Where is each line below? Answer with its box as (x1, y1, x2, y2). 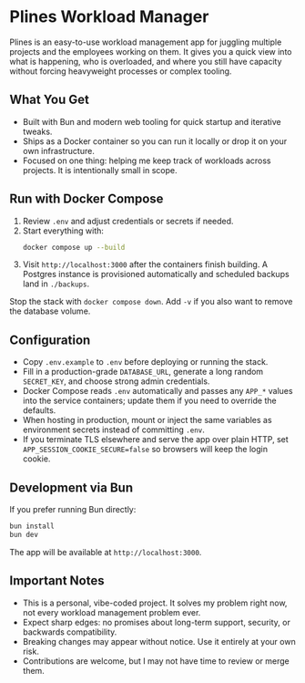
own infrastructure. (22, 145, 96, 156)
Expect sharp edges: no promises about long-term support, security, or (22, 616, 291, 627)
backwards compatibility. (22, 626, 117, 637)
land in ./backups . (22, 278, 89, 289)
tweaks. (22, 126, 53, 137)
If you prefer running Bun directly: (9, 504, 137, 515)
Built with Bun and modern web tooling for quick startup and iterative (22, 116, 281, 127)
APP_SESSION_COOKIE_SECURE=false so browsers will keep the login (22, 444, 269, 455)
